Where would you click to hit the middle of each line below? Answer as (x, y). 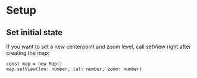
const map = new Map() (34, 64)
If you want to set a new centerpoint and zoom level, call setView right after (99, 46)
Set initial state (35, 32)
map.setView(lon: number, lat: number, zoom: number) (74, 69)
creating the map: (28, 53)
